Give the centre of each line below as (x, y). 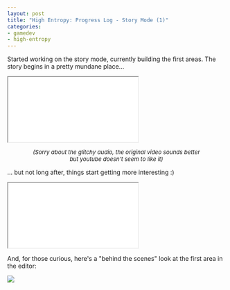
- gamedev (21, 33)
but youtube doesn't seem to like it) (116, 159)
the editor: (22, 266)
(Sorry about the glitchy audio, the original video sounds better (116, 152)
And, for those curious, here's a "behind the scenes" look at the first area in (115, 259)
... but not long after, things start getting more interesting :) (91, 172)
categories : (24, 26)
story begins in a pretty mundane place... (66, 67)
